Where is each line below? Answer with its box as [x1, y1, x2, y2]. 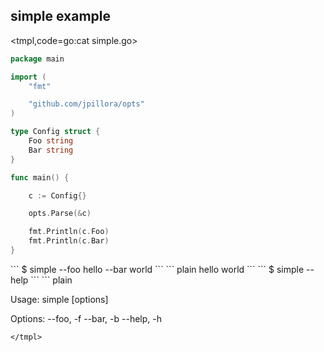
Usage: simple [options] [10, 293, 109, 305]
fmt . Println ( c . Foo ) [28, 227, 110, 237]
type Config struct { [10, 127, 101, 137]
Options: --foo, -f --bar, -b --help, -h [10, 312, 162, 324]
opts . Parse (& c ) [28, 209, 92, 219]
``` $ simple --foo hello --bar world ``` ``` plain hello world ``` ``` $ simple [10, 263, 305, 275]
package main [10, 54, 65, 64]
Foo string [28, 136, 74, 146]
